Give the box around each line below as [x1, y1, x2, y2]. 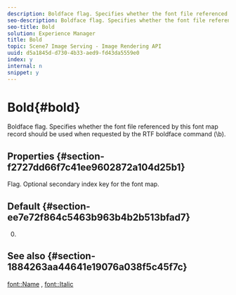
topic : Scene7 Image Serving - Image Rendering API [7, 43, 162, 50]
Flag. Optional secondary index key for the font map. [7, 180, 159, 188]
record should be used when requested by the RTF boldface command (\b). [7, 130, 226, 138]
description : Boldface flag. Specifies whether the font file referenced [7, 10, 228, 18]
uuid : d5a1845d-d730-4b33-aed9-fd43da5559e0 [7, 50, 140, 57]
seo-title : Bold [7, 23, 55, 30]
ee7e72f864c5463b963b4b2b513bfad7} [7, 211, 191, 223]
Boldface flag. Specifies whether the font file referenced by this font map [7, 122, 219, 131]
